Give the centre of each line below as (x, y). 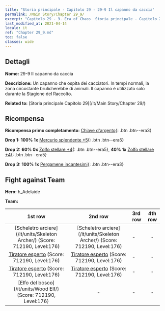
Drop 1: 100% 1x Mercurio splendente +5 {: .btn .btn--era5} (65, 140)
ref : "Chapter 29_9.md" (29, 33)
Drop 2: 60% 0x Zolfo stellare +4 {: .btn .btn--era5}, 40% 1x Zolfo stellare (80, 150)
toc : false (16, 37)
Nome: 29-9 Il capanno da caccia (39, 73)
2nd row (99, 216)
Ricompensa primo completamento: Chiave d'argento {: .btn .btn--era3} (79, 131)
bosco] (47, 283)
